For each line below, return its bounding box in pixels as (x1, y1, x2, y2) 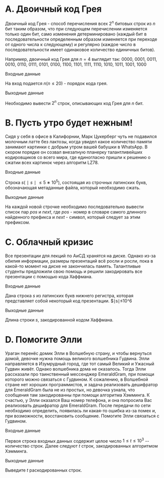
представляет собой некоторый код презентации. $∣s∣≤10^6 (5, 298, 132, 304)
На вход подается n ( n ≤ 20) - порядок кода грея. (5, 80, 108, 86)
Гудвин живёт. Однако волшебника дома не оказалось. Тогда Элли (5, 366, 146, 372)
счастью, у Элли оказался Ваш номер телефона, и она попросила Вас (5, 397, 152, 403)
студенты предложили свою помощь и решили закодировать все (5, 268, 143, 274)
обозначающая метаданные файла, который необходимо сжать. (5, 185, 141, 190)
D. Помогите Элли (5, 334, 82, 345)
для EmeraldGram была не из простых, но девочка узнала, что (5, 387, 135, 393)
